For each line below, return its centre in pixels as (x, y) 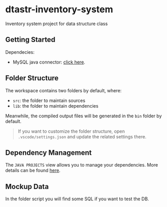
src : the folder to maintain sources (49, 100)
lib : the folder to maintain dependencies (55, 106)
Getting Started (30, 40)
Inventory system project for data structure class (57, 24)
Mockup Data (27, 186)
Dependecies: (20, 52)
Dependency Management (49, 152)
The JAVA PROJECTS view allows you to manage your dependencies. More (82, 165)
